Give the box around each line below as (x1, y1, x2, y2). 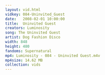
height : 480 (5, 44, 30, 49)
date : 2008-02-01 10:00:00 (5, 16, 65, 21)
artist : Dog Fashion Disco (5, 35, 61, 40)
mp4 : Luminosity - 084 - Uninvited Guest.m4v (5, 53, 100, 58)
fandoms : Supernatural (5, 48, 52, 53)
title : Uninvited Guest (5, 21, 56, 26)
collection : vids (5, 62, 41, 67)
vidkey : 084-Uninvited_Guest (5, 12, 65, 17)
